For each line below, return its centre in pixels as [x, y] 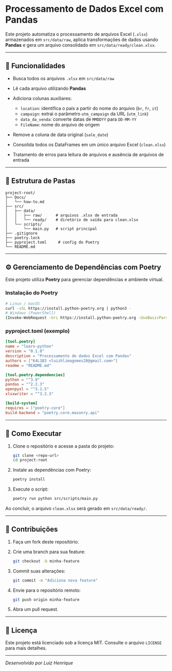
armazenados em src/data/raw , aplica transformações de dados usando [82, 40]
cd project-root [30, 460]
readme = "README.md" [28, 365]
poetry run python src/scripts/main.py [55, 499]
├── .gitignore [21, 233]
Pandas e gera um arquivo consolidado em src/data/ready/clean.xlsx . [81, 45]
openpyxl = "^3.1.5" [27, 389]
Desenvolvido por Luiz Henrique [39, 663]
